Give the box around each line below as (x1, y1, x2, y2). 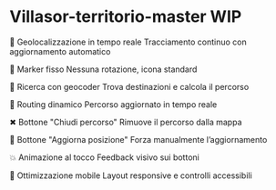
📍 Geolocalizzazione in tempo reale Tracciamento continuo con (9, 36, 248, 47)
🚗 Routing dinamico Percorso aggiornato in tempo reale (9, 98, 218, 110)
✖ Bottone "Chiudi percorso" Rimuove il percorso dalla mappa (9, 116, 242, 127)
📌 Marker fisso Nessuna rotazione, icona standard (9, 64, 198, 75)
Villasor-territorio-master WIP (9, 6, 242, 27)
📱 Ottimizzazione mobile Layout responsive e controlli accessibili (9, 170, 252, 181)
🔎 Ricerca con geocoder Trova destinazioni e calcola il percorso (9, 81, 250, 92)
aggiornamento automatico (9, 45, 111, 56)
